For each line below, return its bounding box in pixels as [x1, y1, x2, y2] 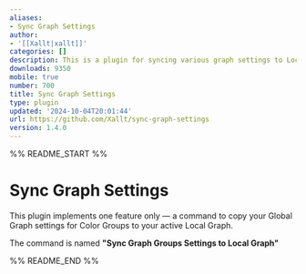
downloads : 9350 [9, 65, 71, 74]
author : [9, 30, 39, 39]
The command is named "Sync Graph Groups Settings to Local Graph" [9, 238, 280, 249]
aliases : [9, 13, 43, 23]
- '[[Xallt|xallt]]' [9, 38, 88, 48]
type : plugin [9, 97, 59, 107]
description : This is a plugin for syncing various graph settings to [9, 56, 283, 65]
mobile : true [9, 73, 59, 82]
